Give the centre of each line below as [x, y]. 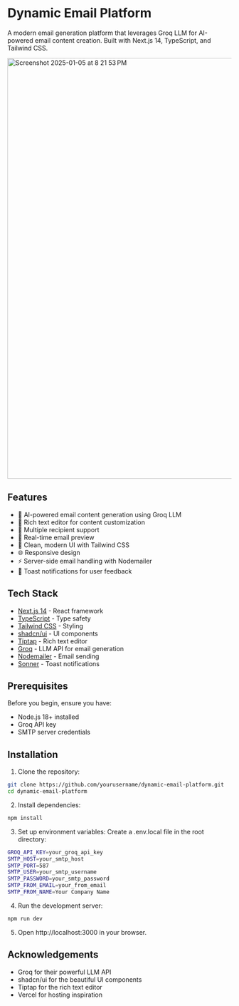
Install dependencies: [49, 805]
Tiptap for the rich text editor [60, 987]
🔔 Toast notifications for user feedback [75, 571]
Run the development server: [60, 906]
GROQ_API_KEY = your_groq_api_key [55, 852]
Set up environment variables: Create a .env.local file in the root [111, 831]
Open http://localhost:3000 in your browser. [82, 932]
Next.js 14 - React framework [60, 611]
